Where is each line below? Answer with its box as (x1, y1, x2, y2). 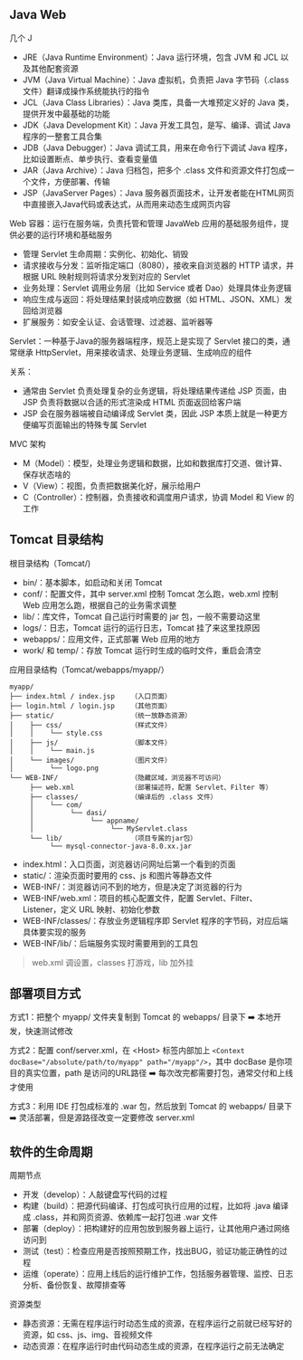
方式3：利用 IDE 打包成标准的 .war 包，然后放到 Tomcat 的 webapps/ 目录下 (9, 1101, 292, 1112)
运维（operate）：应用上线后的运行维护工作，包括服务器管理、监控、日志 (22, 1269, 294, 1279)
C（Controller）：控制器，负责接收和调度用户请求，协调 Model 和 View (22, 491, 285, 502)
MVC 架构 (9, 438, 46, 449)
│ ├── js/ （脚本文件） (9, 737, 172, 747)
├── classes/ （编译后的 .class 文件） (29, 792, 218, 802)
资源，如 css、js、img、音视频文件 (22, 1329, 154, 1340)
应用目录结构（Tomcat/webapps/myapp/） (9, 664, 169, 675)
